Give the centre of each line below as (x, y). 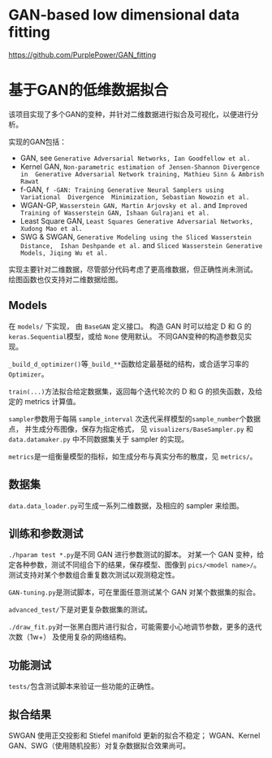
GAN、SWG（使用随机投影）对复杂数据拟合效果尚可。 (99, 745)
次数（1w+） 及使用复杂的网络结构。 (70, 637)
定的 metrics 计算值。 (45, 401)
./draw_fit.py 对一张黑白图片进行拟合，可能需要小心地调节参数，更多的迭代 (135, 627)
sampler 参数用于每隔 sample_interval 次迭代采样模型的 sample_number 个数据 (135, 418)
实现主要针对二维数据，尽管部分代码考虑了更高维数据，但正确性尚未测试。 (133, 269)
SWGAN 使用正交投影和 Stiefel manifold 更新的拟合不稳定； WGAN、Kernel (134, 735)
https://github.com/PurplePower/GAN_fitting (82, 54)
